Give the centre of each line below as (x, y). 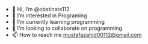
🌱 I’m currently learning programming (58, 22)
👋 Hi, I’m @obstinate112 (41, 9)
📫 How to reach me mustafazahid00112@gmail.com (77, 35)
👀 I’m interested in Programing (49, 15)
